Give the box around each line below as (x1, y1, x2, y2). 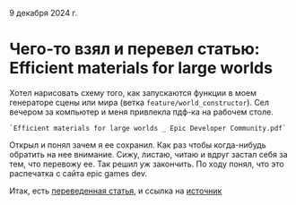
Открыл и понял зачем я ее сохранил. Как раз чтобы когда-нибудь (9, 139, 266, 150)
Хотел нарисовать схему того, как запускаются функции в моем (9, 87, 257, 98)
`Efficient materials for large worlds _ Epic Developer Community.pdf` (9, 124, 287, 132)
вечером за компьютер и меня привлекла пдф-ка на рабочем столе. (9, 107, 274, 117)
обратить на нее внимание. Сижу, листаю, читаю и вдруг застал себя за (9, 149, 289, 159)
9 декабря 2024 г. (9, 8, 78, 18)
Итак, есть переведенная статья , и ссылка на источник (9, 185, 222, 196)
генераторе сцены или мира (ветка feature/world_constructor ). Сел (9, 97, 270, 107)
